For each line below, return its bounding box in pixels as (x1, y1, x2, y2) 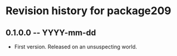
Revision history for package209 (5, 4, 172, 18)
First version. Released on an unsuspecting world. (14, 43, 138, 50)
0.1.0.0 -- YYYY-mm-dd (5, 28, 97, 38)
